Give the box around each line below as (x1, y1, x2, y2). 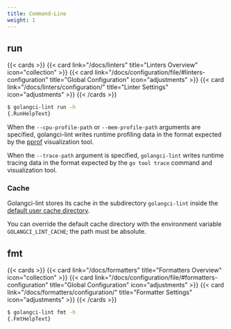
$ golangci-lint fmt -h (7, 309, 76, 316)
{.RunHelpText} (7, 111, 51, 118)
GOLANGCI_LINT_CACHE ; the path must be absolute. (7, 227, 147, 236)
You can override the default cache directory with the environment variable (7, 220, 222, 228)
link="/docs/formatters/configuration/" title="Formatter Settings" (7, 288, 193, 296)
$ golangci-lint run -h (7, 104, 76, 111)
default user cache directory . (7, 207, 90, 215)
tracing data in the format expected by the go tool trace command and (7, 159, 213, 167)
